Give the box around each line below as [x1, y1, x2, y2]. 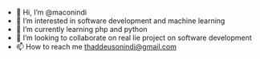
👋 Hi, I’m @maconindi [15, 8, 87, 17]
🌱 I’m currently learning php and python [15, 25, 148, 33]
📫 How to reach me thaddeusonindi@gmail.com [15, 42, 177, 51]
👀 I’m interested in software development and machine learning [15, 16, 225, 26]
